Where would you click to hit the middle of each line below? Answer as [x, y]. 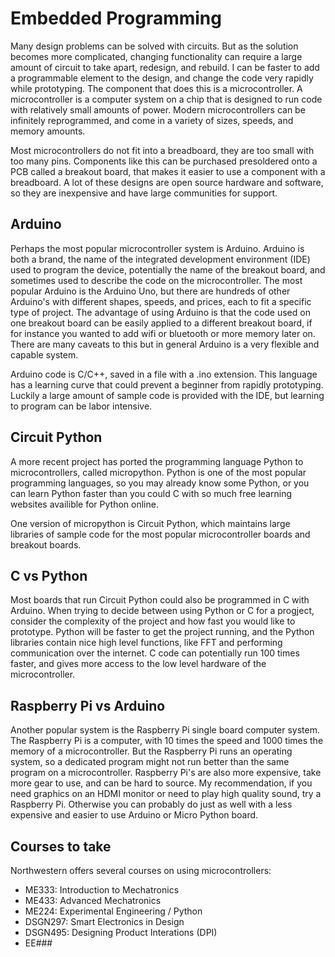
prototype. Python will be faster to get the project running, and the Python [162, 632]
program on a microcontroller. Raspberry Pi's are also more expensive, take [166, 773]
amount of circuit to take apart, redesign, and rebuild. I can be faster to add [165, 67]
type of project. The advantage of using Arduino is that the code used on [160, 312]
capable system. [44, 354]
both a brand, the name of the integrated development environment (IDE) [160, 259]
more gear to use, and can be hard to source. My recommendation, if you [161, 783]
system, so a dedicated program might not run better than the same [150, 762]
